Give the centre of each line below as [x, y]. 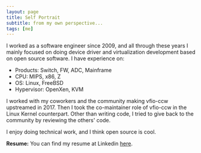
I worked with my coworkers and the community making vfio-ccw [87, 101]
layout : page [22, 12]
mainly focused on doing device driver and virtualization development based [101, 52]
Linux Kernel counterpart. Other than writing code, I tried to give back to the [100, 114]
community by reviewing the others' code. [58, 120]
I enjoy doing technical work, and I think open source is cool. [81, 132]
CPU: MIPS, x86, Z [38, 76]
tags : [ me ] [20, 29]
